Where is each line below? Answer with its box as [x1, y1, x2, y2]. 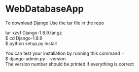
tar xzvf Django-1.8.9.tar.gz [5, 29, 62, 35]
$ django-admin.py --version [5, 55, 66, 61]
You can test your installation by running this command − [5, 50, 124, 56]
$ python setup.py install [5, 40, 57, 46]
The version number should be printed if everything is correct [5, 61, 134, 67]
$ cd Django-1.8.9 [5, 35, 43, 41]
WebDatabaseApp [5, 3, 84, 15]
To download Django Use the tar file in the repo [5, 20, 104, 26]
